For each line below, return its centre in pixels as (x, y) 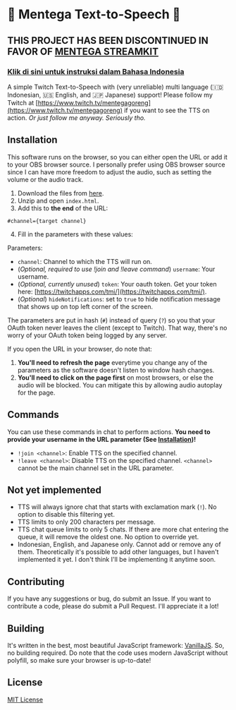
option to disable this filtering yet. (66, 515)
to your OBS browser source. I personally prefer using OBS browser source (116, 164)
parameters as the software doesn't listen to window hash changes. (116, 370)
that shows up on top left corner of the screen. (85, 306)
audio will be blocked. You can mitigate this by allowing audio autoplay (120, 385)
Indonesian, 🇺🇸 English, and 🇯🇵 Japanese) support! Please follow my (110, 95)
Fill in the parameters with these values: (75, 234)
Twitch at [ (23, 102)
